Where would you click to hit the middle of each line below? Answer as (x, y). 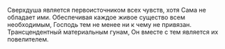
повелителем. (28, 39)
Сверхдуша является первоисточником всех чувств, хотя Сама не (107, 10)
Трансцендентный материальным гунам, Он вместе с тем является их (113, 32)
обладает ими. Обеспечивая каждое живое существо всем (96, 17)
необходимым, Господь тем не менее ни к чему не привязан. (100, 24)
